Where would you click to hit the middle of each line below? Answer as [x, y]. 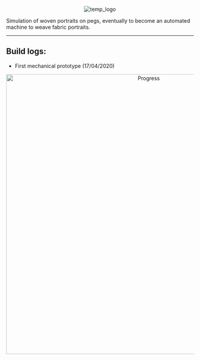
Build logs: [26, 52]
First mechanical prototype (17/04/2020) [65, 66]
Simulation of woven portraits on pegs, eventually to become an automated [98, 21]
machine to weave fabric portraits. [48, 27]
